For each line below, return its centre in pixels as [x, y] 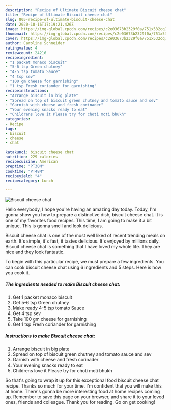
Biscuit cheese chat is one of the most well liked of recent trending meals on [85, 236]
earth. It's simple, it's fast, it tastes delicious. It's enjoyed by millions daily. [83, 241]
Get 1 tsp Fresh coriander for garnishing [54, 324]
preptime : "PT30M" [25, 166]
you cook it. [18, 273]
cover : [12, 39]
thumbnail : [17, 34]
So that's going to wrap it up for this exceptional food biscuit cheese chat [82, 380]
